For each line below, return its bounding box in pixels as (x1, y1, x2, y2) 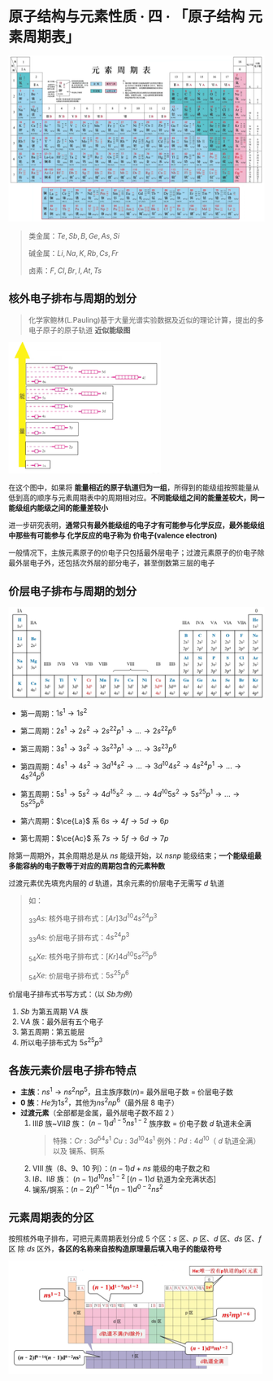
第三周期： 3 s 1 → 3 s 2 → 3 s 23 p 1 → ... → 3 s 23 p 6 (19, 742, 177, 754)
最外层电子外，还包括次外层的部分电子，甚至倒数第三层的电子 (8, 558, 215, 568)
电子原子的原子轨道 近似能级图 (28, 325, 131, 335)
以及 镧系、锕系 (52, 1146, 106, 1156)
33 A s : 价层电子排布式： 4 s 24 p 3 (28, 930, 130, 944)
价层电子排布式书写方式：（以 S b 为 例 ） (8, 989, 137, 999)
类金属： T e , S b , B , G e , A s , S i (28, 231, 120, 240)
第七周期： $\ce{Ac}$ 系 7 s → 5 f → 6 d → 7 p (19, 833, 169, 843)
